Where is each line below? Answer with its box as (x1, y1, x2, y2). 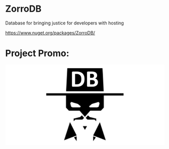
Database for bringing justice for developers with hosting (5, 20, 124, 26)
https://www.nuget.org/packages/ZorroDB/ (5, 29, 95, 36)
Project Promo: (5, 48, 69, 59)
